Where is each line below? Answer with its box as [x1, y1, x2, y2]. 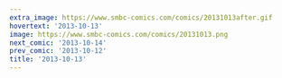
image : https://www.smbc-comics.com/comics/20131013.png [9, 30, 229, 39]
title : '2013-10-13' [9, 55, 88, 64]
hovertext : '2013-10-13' [9, 22, 103, 30]
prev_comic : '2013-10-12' [9, 47, 107, 56]
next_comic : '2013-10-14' [9, 38, 107, 48]
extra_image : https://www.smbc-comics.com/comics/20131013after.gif [9, 13, 273, 22]
